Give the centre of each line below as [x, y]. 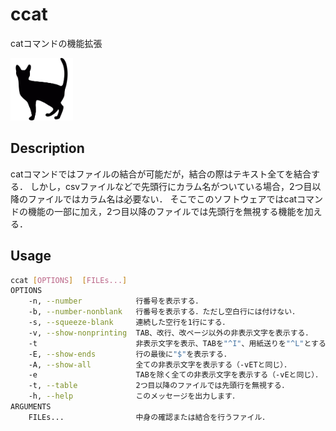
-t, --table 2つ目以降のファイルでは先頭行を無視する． [159, 386]
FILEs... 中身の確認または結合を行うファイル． [149, 417]
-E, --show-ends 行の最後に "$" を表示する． [130, 354]
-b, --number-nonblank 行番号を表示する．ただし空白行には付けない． [164, 312]
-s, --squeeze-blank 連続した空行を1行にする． [129, 323]
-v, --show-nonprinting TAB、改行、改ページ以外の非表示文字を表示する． [170, 333]
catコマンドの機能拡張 [56, 43]
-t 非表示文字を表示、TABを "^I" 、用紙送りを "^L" [166, 343]
